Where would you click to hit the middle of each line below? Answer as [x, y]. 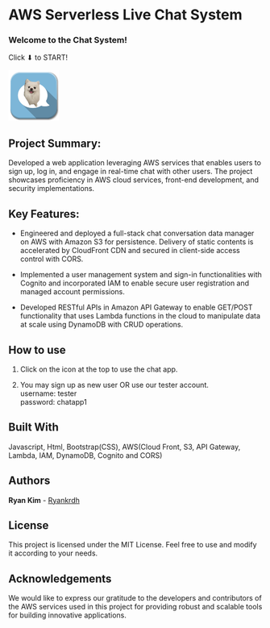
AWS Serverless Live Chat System [126, 15]
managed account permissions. [72, 292]
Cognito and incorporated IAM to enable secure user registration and [135, 283]
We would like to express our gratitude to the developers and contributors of [135, 598]
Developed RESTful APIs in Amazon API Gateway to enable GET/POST [136, 307]
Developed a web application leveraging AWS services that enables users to [135, 163]
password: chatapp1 [53, 401]
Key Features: [44, 214]
